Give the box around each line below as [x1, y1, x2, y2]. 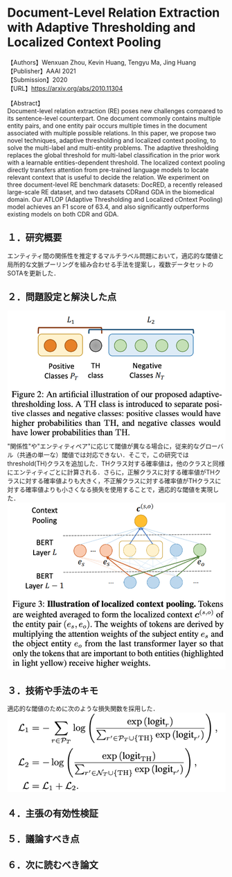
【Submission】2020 [7, 75, 68, 84]
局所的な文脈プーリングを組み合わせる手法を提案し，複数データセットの [7, 260, 213, 269]
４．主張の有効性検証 [7, 807, 98, 819]
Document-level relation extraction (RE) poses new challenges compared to [7, 106, 223, 115]
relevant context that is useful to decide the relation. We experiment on [7, 173, 210, 181]
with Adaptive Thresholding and [7, 19, 196, 35]
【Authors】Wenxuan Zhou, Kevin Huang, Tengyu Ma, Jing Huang [7, 58, 196, 67]
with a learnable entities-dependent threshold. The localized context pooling [7, 158, 225, 167]
